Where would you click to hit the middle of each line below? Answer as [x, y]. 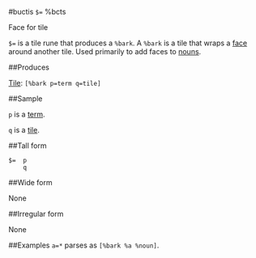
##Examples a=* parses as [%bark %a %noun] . [84, 245]
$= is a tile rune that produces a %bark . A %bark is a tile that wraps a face [128, 43]
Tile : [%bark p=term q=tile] [55, 83]
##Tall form [28, 146]
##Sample [26, 99]
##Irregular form [36, 214]
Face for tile [28, 27]
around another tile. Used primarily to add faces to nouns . [105, 51]
